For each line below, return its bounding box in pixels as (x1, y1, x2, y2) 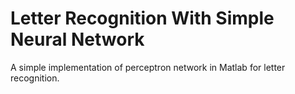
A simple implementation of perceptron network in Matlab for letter (10, 61, 286, 73)
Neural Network (10, 28, 145, 51)
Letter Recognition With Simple (10, 7, 275, 30)
